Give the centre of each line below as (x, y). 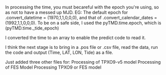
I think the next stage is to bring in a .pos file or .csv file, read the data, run (82, 47)
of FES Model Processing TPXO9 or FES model (53, 67)
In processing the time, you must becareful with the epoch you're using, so (82, 7)
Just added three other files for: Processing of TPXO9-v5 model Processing (83, 62)
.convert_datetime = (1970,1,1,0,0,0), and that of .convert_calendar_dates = (81, 18)
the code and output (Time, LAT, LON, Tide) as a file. (59, 52)
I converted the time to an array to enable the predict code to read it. (76, 37)
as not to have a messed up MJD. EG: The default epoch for (67, 12)
